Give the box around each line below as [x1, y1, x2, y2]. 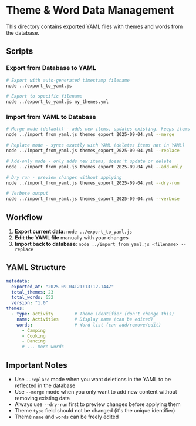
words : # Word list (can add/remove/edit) [16, 322, 161, 328]
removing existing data [14, 394, 70, 401]
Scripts [6, 46, 33, 56]
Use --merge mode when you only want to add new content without [14, 388, 177, 395]
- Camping [21, 327, 46, 333]
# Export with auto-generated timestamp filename [6, 77, 130, 83]
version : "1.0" [11, 300, 49, 306]
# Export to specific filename [6, 94, 83, 99]
